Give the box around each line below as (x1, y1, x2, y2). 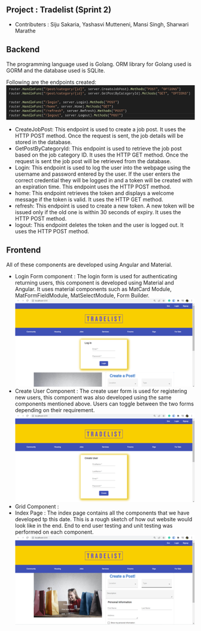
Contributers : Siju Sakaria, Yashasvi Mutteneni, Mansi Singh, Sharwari (14, 20, 189, 28)
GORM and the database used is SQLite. (6, 67, 106, 74)
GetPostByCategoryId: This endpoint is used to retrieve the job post (14, 145, 182, 152)
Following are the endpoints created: (6, 78, 97, 86)
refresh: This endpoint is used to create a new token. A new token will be (14, 202, 194, 209)
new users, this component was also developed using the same (14, 394, 172, 401)
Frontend (6, 245, 41, 256)
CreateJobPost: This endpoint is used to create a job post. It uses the (14, 125, 186, 133)
